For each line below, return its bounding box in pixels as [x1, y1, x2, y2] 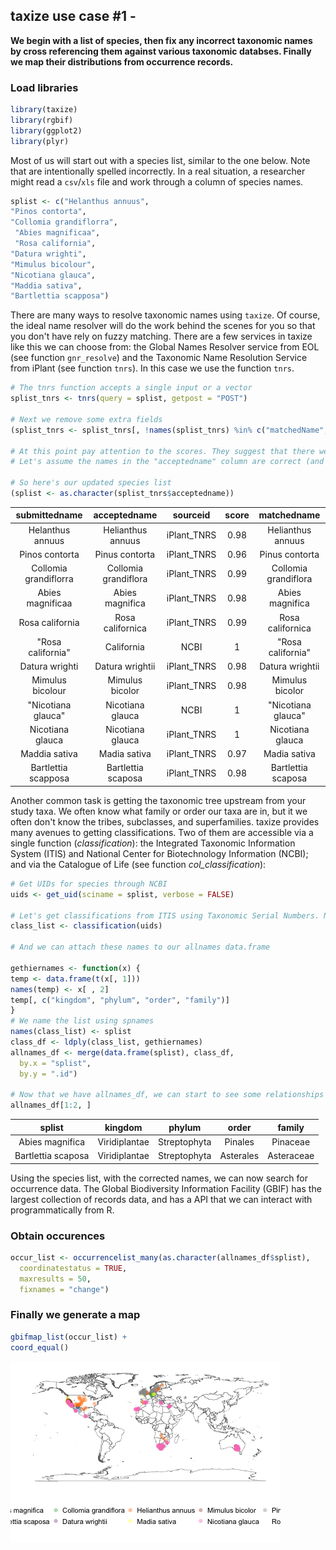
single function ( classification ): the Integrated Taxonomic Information [10, 837, 296, 849]
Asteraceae [267, 1150, 315, 1162]
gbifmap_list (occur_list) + [10, 1332, 128, 1342]
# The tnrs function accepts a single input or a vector [10, 383, 253, 393]
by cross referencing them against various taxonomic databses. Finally [10, 45, 312, 57]
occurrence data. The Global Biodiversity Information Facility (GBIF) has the [10, 1182, 322, 1194]
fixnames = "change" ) [19, 1284, 110, 1294]
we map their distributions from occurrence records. [10, 55, 234, 68]
